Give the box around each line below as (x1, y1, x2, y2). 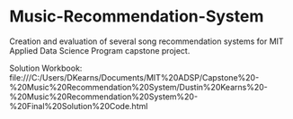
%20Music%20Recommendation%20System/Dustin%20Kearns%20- (9, 81, 268, 92)
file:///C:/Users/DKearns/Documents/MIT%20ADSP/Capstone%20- (9, 72, 260, 82)
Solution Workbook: (9, 63, 83, 73)
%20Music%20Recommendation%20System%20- (9, 91, 199, 102)
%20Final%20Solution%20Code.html (9, 100, 148, 111)
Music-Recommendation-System (9, 6, 264, 27)
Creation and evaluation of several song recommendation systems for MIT (9, 36, 285, 47)
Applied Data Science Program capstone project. (9, 45, 191, 55)
